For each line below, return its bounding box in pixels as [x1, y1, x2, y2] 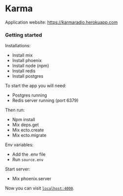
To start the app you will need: [5, 83, 67, 89]
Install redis [12, 68, 36, 74]
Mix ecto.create [12, 127, 44, 133]
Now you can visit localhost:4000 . [5, 185, 74, 191]
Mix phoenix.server [12, 176, 51, 182]
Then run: [5, 107, 25, 113]
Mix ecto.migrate [12, 132, 47, 138]
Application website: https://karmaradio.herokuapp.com [5, 19, 118, 25]
